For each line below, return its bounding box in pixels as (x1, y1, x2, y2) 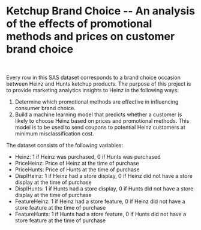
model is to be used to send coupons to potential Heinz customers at (14, 123, 186, 131)
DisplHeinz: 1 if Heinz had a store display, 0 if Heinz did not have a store (14, 172, 193, 179)
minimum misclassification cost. (14, 130, 94, 137)
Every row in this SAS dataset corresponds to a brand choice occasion (6, 74, 181, 81)
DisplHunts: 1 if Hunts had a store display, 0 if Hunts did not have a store (14, 184, 194, 192)
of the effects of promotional (6, 17, 152, 31)
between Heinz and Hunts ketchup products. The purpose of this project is (6, 80, 191, 87)
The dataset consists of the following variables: (6, 141, 124, 149)
